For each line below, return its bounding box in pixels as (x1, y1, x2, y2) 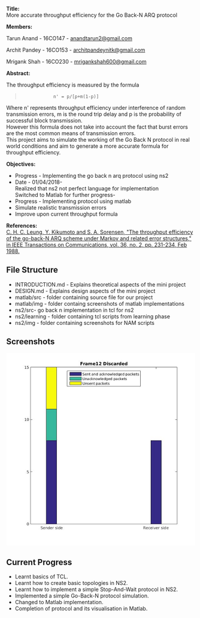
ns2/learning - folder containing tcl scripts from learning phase (14, 312, 171, 320)
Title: (6, 5, 20, 12)
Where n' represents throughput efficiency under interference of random (6, 105, 186, 111)
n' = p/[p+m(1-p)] (53, 94, 99, 100)
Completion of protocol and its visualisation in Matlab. (14, 605, 148, 612)
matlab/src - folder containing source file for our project (14, 294, 153, 301)
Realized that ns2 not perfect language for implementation (14, 185, 159, 192)
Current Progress (6, 557, 72, 567)
